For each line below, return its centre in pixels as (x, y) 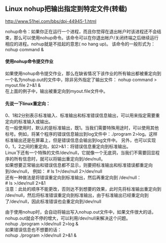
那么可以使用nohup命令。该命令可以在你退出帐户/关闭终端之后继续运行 (86, 38)
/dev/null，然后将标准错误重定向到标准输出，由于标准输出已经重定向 (75, 195)
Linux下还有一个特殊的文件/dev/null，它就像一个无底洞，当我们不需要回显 (80, 153)
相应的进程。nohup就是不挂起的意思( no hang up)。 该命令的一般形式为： (80, 44)
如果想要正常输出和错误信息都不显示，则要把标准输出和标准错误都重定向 (79, 165)
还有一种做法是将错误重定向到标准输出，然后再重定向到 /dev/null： (73, 177)
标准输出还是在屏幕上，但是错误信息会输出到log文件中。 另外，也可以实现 (81, 140)
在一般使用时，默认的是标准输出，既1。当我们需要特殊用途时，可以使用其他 (82, 128)
